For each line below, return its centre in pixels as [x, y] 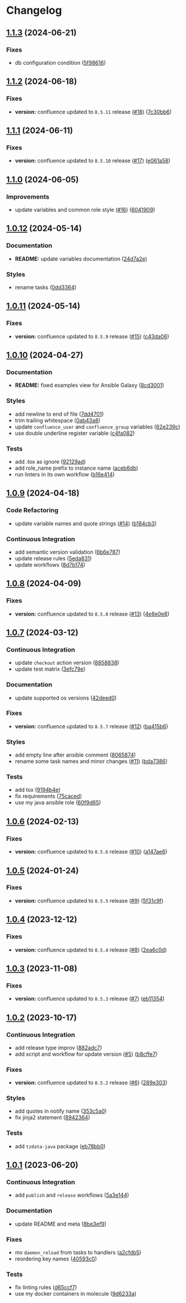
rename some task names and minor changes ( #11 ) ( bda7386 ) [91, 761]
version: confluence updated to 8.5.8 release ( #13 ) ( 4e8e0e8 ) [92, 614]
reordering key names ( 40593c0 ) [56, 1259]
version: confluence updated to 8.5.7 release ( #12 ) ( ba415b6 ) [92, 726]
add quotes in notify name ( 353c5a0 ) [61, 1111]
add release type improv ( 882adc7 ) [58, 1047]
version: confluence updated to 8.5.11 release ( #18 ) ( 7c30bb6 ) [93, 112]
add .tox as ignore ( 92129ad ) [50, 461]
